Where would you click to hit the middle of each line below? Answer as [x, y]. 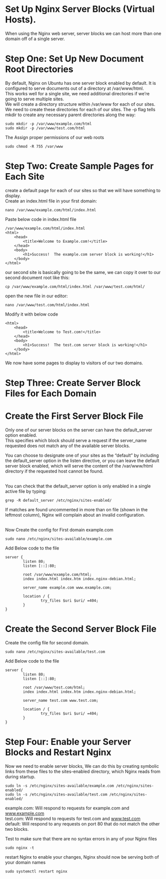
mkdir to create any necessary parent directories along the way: [70, 115]
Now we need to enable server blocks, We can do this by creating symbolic [82, 766]
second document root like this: [37, 277]
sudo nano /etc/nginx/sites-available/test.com [55, 652]
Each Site [25, 177]
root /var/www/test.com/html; [54, 687]
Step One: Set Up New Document [74, 59]
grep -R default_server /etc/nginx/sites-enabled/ [58, 500]
